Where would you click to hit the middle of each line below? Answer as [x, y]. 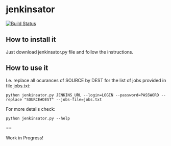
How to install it [31, 40]
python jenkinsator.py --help [38, 118]
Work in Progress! [25, 138]
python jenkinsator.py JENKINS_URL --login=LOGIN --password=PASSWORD [82, 95]
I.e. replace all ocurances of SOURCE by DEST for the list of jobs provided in [86, 80]
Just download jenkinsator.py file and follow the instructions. [70, 52]
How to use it [27, 68]
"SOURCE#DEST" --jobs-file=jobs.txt [63, 100]
